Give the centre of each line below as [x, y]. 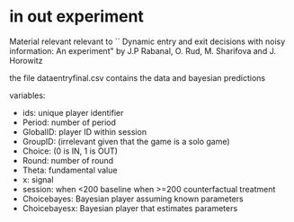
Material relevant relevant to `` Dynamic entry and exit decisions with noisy [147, 41]
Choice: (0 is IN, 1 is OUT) [70, 151]
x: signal [38, 179]
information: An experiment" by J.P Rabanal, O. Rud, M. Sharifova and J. [143, 50]
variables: [27, 95]
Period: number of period [69, 122]
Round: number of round [68, 160]
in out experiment [76, 17]
